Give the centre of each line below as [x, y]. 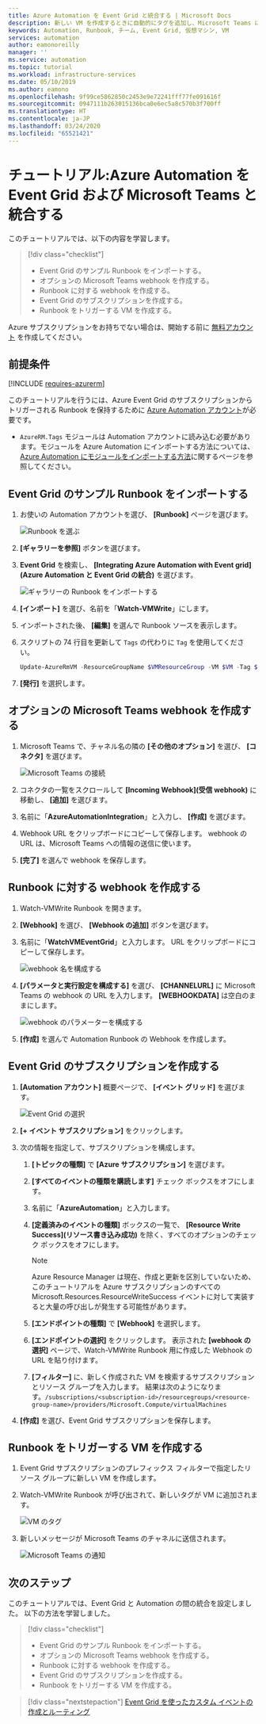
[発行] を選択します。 [54, 683]
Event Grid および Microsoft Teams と [133, 195]
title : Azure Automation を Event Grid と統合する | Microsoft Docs [120, 15]
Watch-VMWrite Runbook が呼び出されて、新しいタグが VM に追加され [135, 1495]
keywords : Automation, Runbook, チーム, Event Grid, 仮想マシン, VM [119, 30]
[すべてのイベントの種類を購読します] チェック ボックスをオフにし [140, 1181]
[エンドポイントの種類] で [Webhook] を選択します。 [118, 1323]
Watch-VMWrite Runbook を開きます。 [83, 908]
